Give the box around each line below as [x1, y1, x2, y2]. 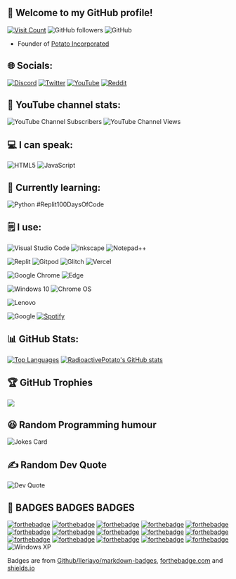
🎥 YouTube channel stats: [7, 99, 121, 111]
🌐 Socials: [7, 60, 53, 72]
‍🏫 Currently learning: [7, 181, 101, 194]
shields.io [7, 564, 35, 572]
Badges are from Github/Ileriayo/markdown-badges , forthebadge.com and [7, 556, 223, 564]
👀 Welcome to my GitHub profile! [7, 7, 153, 19]
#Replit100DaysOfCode [36, 200, 104, 208]
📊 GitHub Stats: [7, 333, 79, 345]
